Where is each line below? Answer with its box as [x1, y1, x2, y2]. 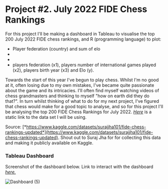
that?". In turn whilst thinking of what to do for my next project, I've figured [5, 98, 159, 104]
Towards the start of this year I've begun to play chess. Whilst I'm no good [5, 77, 159, 83]
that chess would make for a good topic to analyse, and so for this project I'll [5, 103, 163, 109]
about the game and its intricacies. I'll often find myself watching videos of [5, 87, 159, 93]
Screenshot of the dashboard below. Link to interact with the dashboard [5, 164, 154, 170]
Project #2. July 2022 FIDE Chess [5, 4, 147, 15]
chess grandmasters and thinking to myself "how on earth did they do [5, 93, 149, 99]
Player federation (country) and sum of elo [12, 46, 100, 52]
